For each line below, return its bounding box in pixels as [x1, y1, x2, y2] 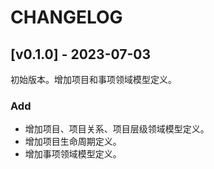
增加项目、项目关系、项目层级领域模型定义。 [24, 123, 210, 135]
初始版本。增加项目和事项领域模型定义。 [10, 74, 177, 85]
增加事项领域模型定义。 [24, 148, 122, 160]
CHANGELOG [10, 6, 123, 29]
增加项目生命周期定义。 [24, 136, 122, 148]
